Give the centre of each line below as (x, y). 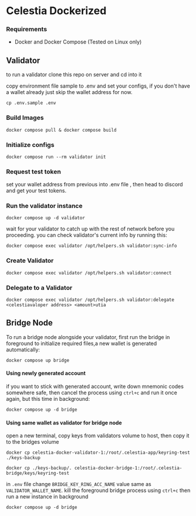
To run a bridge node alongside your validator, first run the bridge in (88, 337)
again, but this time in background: (48, 399)
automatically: (23, 349)
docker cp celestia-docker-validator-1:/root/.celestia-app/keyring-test (98, 453)
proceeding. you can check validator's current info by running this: (87, 235)
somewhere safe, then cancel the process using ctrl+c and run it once (92, 393)
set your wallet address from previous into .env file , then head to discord (94, 185)
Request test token (34, 172)
